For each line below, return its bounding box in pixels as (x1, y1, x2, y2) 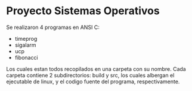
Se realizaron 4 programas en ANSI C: (6, 24, 100, 31)
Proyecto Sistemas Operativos (6, 4, 160, 18)
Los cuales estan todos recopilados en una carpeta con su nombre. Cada (6, 65, 186, 72)
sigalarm (14, 41, 37, 48)
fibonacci (14, 54, 38, 61)
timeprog (14, 35, 38, 42)
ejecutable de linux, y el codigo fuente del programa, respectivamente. (6, 78, 180, 85)
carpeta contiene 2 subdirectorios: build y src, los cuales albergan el (6, 71, 175, 79)
